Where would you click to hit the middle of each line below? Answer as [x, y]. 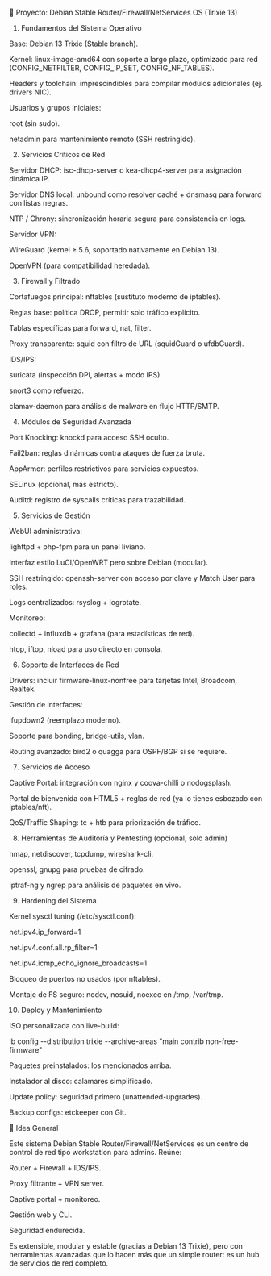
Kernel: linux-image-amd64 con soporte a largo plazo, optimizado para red [134, 59]
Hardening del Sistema [58, 901]
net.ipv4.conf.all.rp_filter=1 [53, 947]
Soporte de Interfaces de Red [70, 665]
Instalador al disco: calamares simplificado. [81, 1081]
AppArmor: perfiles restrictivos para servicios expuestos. [104, 469]
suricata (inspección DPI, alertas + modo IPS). [85, 375]
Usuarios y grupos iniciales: [55, 108]
